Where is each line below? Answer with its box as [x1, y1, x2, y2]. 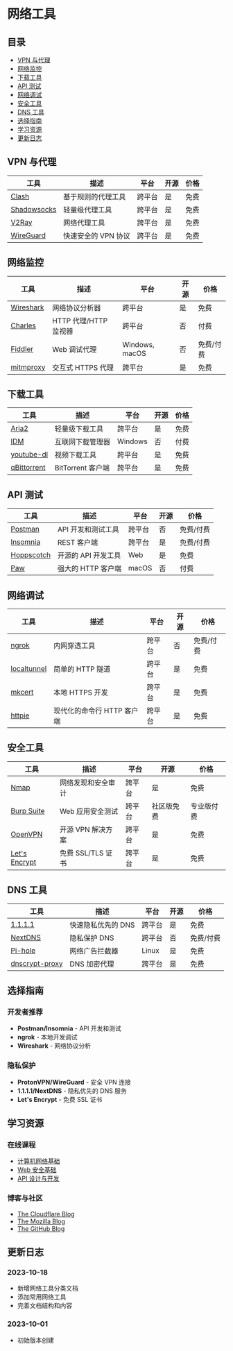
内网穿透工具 [53, 641, 96, 651]
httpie [10, 711, 30, 720]
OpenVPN [10, 829, 43, 839]
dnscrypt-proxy [10, 958, 64, 968]
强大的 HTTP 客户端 [57, 563, 122, 573]
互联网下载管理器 [54, 437, 111, 447]
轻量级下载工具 [54, 424, 104, 434]
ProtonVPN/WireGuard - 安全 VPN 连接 [17, 1078, 132, 1086]
